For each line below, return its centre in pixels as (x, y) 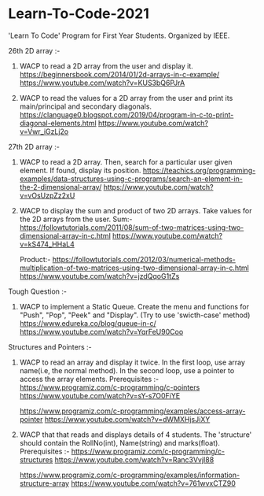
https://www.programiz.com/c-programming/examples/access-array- (132, 411)
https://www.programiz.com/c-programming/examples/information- (130, 475)
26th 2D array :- (34, 50)
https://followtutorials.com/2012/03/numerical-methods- (144, 259)
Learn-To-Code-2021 (79, 14)
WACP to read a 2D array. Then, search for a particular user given (126, 161)
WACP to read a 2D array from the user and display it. (106, 66)
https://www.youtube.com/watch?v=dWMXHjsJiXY (127, 419)
